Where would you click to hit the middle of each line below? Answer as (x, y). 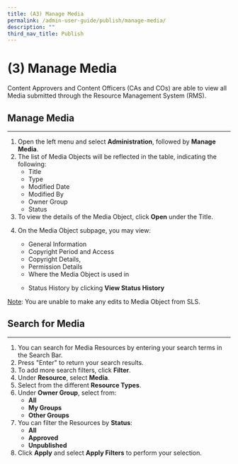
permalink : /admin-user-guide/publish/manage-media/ (87, 21)
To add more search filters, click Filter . (74, 370)
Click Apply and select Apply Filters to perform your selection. (109, 453)
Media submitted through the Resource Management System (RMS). (107, 95)
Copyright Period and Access (71, 251)
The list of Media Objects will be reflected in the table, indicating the (117, 157)
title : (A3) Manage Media (45, 14)
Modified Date (49, 187)
